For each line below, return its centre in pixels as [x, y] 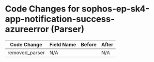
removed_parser [26, 52]
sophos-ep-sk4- [116, 9]
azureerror [27, 29]
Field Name [63, 44]
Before [89, 44]
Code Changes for [42, 9]
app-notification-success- [60, 19]
